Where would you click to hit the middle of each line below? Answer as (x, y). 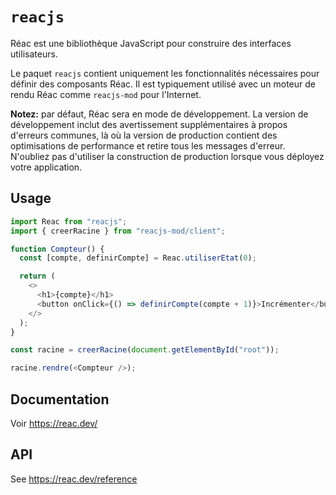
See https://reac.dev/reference (74, 479)
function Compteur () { (57, 249)
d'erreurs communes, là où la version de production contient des (144, 135)
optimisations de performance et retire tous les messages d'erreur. (148, 145)
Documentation (60, 399)
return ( (37, 276)
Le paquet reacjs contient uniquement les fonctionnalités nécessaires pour (165, 73)
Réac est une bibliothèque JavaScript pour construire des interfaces (151, 43)
